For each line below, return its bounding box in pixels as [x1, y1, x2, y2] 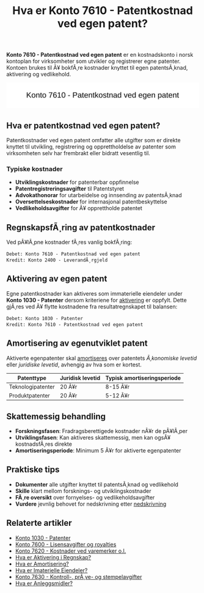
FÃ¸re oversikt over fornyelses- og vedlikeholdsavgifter [15, 493, 155, 501]
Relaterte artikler [6, 518, 72, 528]
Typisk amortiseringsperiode [105, 374, 181, 382]
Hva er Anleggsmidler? [15, 580, 73, 587]
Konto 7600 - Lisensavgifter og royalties [15, 540, 117, 548]
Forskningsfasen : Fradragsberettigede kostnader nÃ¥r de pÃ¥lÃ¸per [15, 427, 188, 434]
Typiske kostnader [6, 164, 63, 173]
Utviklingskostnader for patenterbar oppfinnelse [15, 178, 139, 186]
